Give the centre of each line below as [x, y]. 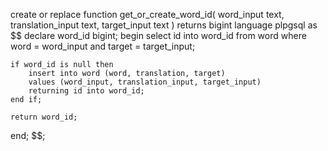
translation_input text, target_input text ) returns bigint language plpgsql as [164, 25]
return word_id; [44, 117]
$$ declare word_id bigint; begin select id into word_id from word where [158, 35]
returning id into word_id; [86, 91]
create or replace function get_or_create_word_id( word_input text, [147, 14]
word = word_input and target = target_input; [103, 46]
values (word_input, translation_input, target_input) [145, 82]
